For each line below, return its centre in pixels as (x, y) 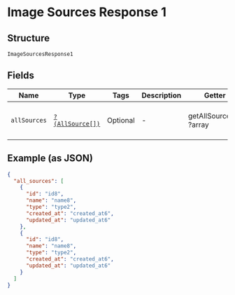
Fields (21, 75)
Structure (29, 38)
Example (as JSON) (50, 158)
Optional (121, 120)
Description (162, 95)
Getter (215, 95)
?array (198, 125)
